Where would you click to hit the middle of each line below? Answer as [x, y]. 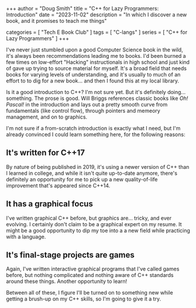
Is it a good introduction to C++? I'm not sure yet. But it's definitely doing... [96, 92]
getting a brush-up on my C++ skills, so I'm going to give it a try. [84, 299]
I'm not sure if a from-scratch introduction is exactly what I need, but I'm [93, 128]
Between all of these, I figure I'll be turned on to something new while [90, 293]
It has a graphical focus [50, 204]
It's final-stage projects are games [70, 255]
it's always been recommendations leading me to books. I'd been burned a [96, 56]
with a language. [26, 237]
